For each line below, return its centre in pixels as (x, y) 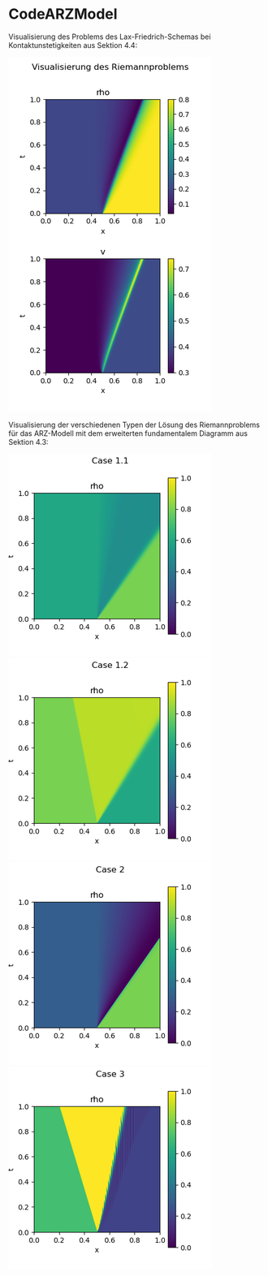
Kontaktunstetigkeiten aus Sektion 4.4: (73, 45)
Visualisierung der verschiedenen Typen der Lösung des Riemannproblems (134, 425)
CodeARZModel (63, 14)
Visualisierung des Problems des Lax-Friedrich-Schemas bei (110, 37)
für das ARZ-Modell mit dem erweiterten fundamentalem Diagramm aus (128, 433)
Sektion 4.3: (28, 442)
